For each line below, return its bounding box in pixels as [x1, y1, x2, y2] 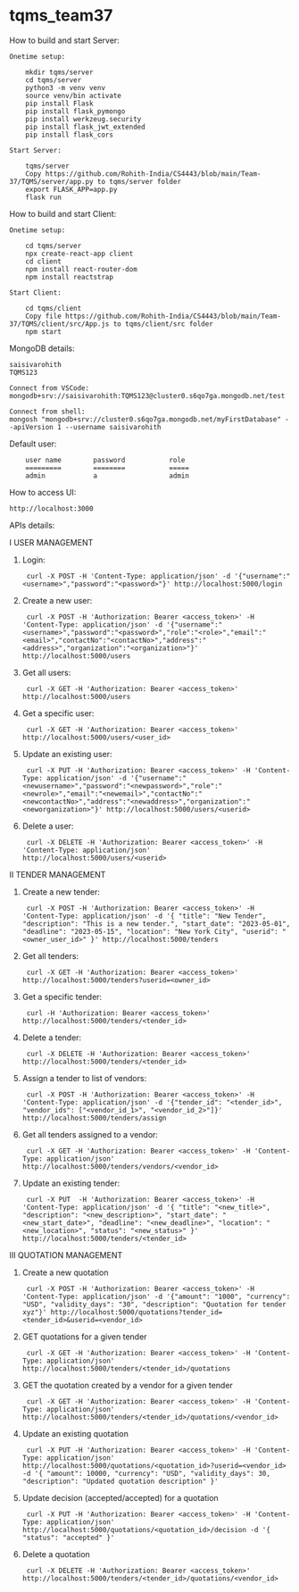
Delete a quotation [21, 1548, 91, 1559]
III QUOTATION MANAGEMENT [9, 1249, 123, 1260]
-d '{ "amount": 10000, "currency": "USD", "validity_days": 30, [21, 1469, 270, 1478]
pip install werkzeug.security [25, 114, 142, 123]
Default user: [9, 438, 57, 449]
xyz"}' [21, 1307, 47, 1317]
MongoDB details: [9, 343, 75, 354]
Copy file [25, 312, 62, 321]
